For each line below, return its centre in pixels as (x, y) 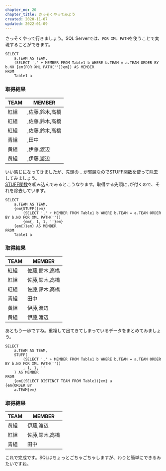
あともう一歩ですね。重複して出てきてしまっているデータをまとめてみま (79, 330)
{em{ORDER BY (19, 385)
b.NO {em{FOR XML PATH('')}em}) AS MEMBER (50, 67)
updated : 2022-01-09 (27, 24)
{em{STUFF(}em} (30, 209)
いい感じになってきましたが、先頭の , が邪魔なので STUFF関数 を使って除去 (82, 172)
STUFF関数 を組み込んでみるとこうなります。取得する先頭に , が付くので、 (80, 184)
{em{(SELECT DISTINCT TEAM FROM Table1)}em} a (63, 381)
